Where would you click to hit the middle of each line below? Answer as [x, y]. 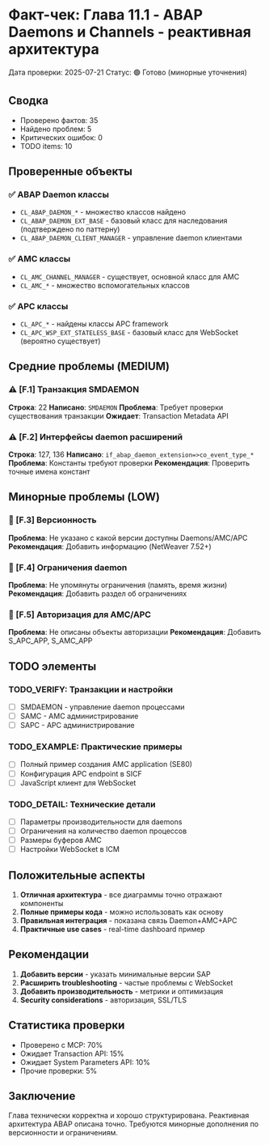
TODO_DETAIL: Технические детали [82, 804]
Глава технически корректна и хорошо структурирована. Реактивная [129, 1116]
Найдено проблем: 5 [56, 129]
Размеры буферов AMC [61, 841]
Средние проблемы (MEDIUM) [89, 366]
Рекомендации [49, 954]
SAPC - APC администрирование [77, 726]
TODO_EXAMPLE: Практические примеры [95, 747]
